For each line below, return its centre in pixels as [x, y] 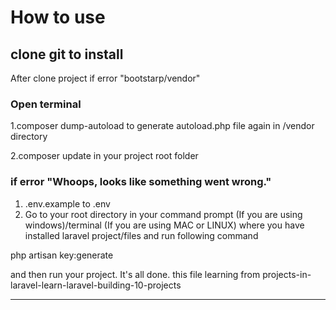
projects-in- [287, 274]
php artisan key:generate [62, 255]
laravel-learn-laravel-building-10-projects [96, 285]
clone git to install [67, 54]
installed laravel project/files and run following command [141, 235]
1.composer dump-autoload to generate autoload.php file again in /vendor [162, 126]
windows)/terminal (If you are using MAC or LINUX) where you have [164, 225]
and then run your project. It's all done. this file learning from [135, 274]
